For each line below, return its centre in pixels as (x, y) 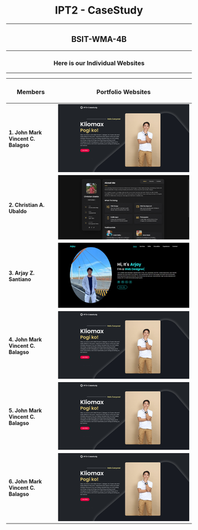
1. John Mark (25, 132)
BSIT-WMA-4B (99, 39)
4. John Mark (25, 339)
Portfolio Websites (124, 92)
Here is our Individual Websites (99, 63)
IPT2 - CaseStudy (99, 10)
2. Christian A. (27, 205)
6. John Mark (25, 481)
